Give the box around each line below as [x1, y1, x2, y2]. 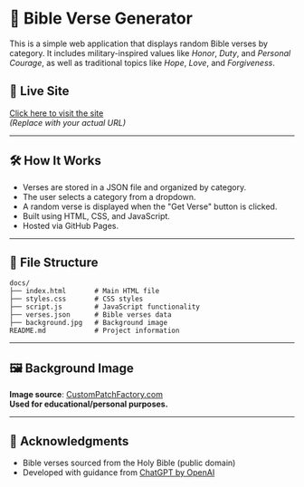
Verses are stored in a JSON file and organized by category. [22, 181, 247, 193]
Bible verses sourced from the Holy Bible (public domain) [22, 457, 236, 468]
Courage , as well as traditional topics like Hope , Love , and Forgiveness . [9, 57, 276, 68]
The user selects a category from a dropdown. [22, 191, 196, 202]
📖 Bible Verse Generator [9, 8, 193, 29]
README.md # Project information [9, 326, 180, 336]
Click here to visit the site [9, 108, 104, 119]
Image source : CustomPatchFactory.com [9, 389, 163, 400]
